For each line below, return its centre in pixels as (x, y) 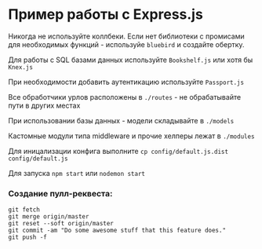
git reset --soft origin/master (61, 224)
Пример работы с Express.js (106, 15)
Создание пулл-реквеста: (60, 193)
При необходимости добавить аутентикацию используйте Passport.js (126, 82)
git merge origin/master (49, 217)
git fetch (24, 210)
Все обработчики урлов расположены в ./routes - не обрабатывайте (125, 97)
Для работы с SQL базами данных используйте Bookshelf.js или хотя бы (131, 60)
